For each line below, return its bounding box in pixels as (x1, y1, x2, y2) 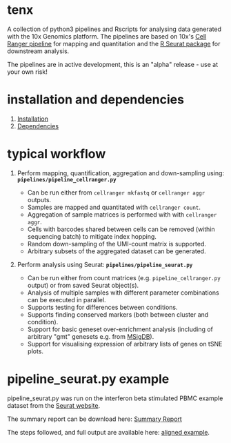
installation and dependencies (7, 92, 185, 108)
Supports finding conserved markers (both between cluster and (27, 310, 209, 319)
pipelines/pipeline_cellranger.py (17, 176, 117, 183)
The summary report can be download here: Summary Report (7, 415, 183, 423)
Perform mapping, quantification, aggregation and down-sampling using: (17, 168, 225, 177)
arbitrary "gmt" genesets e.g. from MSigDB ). (27, 332, 154, 340)
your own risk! (7, 68, 48, 76)
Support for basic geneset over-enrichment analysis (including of (27, 325, 214, 333)
